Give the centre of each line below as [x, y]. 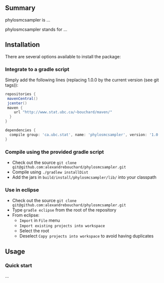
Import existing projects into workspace [62, 226]
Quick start [19, 265]
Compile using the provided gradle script [54, 152]
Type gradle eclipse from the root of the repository [64, 210]
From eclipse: [26, 215]
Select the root [34, 231]
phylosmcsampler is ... [28, 20]
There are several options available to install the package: [63, 56]
